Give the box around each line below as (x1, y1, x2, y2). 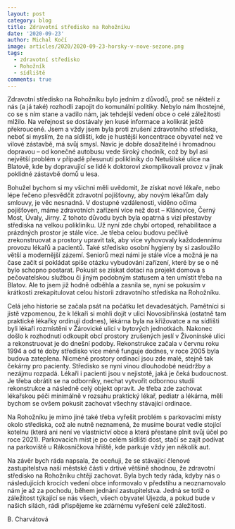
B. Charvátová (7, 515, 49, 523)
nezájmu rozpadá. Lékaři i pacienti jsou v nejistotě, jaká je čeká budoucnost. (7, 369, 229, 378)
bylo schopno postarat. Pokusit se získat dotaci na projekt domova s (7, 266, 205, 275)
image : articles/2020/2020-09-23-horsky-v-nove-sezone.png (7, 43, 184, 50)
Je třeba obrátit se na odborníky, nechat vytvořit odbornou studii (7, 377, 195, 385)
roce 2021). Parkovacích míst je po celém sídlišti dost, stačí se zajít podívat (7, 435, 224, 444)
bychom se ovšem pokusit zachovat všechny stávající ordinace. (7, 399, 192, 408)
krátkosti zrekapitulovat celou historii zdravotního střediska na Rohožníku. (7, 288, 221, 297)
